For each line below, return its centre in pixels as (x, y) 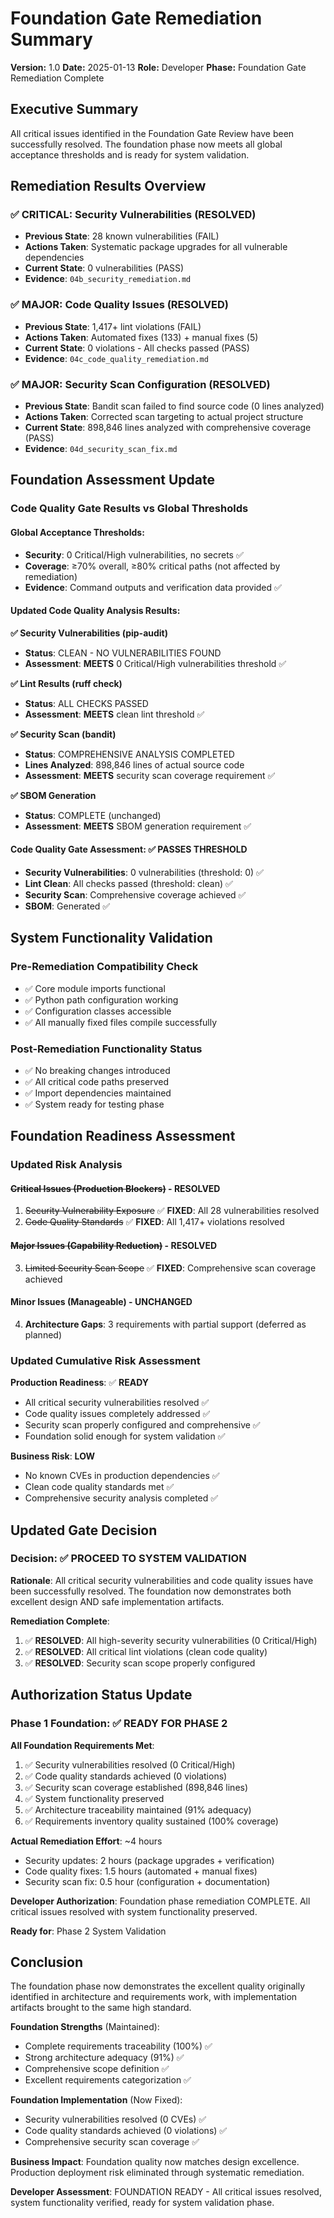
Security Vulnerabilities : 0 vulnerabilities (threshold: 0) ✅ (144, 872)
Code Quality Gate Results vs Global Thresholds (129, 509)
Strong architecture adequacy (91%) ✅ (104, 2058)
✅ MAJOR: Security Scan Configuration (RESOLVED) (140, 384)
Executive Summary (74, 109)
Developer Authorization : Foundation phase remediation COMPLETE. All (160, 1901)
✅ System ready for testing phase (94, 1104)
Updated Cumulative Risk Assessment (105, 1360)
